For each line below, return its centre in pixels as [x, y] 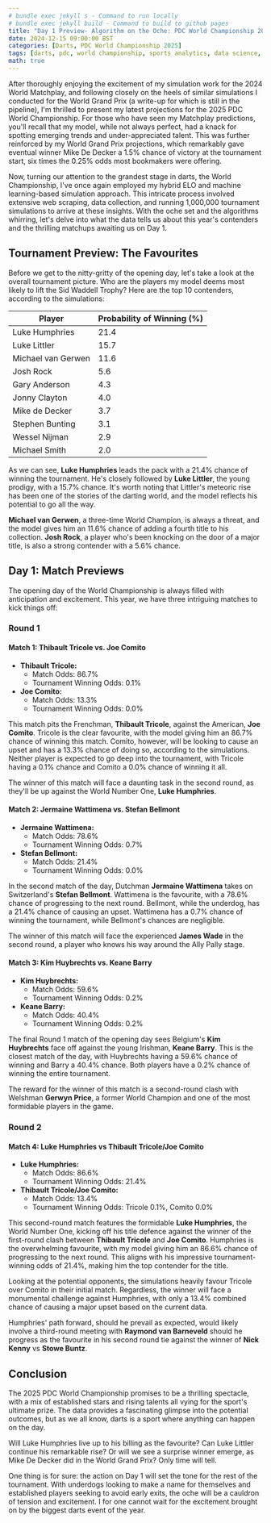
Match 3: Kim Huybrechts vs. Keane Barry [80, 963]
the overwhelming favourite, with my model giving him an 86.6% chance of [133, 1249]
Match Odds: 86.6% [65, 1173]
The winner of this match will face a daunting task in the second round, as [131, 782]
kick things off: [33, 607]
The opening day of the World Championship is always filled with [116, 590]
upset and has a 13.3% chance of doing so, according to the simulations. [129, 749]
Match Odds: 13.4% [65, 1199]
